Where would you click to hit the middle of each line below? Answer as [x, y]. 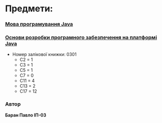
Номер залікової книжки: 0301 [44, 55]
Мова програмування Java [39, 24]
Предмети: [29, 9]
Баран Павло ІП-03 [26, 115]
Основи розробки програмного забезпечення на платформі [81, 38]
